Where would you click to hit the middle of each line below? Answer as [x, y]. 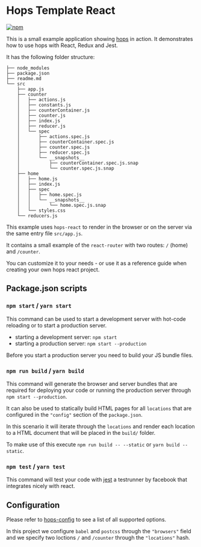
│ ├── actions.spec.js [54, 136]
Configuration [33, 505]
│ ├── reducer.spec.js [54, 152]
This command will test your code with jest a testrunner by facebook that [97, 479]
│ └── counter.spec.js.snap [66, 168]
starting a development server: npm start [66, 337]
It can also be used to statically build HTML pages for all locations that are [99, 408]
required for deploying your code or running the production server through [99, 390]
